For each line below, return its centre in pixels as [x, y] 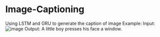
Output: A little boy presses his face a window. [73, 28]
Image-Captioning [45, 9]
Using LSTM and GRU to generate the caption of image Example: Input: [80, 23]
